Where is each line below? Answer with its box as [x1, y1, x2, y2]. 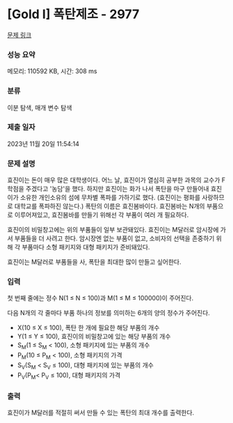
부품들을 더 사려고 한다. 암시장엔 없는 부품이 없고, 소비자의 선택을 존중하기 [14, 234, 215, 243]
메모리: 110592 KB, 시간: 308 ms [7, 67, 97, 75]
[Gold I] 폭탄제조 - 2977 [7, 6, 140, 22]
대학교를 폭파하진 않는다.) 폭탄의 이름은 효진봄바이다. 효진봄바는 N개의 [14, 202, 205, 210]
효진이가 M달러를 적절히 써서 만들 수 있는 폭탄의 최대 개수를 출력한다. [7, 408, 195, 417]
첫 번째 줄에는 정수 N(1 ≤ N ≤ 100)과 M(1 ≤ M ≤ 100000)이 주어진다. [7, 294, 193, 302]
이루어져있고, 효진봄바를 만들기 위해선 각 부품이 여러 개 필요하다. [14, 210, 189, 220]
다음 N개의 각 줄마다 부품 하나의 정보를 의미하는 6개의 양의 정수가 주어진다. [7, 309, 210, 317]
